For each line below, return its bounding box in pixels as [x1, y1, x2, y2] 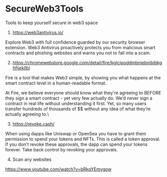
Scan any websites [12, 156, 52, 162]
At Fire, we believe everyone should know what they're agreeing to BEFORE [5, 90, 161, 96]
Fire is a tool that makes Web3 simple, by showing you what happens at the [5, 74, 161, 80]
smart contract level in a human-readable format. [5, 80, 107, 86]
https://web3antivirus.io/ [12, 29, 64, 35]
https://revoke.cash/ [12, 121, 55, 127]
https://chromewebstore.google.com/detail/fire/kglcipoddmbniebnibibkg [12, 59, 162, 65]
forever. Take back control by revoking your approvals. [5, 146, 118, 152]
